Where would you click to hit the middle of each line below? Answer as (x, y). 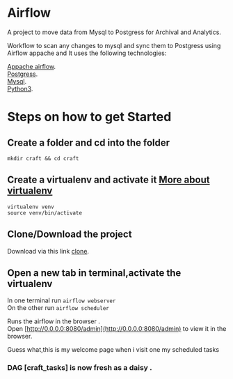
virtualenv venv (31, 207)
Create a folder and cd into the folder (89, 142)
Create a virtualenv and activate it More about (109, 180)
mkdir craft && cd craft (43, 158)
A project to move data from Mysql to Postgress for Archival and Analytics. (114, 32)
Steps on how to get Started (89, 117)
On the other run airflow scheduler (58, 308)
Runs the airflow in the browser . (54, 321)
